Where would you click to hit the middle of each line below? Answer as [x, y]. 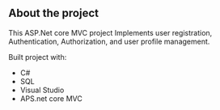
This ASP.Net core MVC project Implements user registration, [110, 32]
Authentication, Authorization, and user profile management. [109, 41]
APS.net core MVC [51, 98]
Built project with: [38, 57]
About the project [54, 13]
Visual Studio [42, 90]
